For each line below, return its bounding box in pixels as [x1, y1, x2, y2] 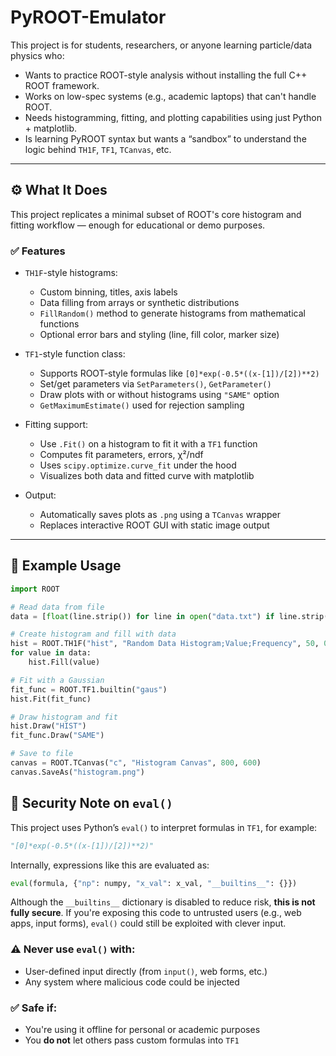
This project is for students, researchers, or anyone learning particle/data [10, 39, 313, 51]
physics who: [10, 49, 65, 61]
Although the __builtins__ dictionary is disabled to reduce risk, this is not [10, 896, 316, 908]
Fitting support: [24, 419, 89, 431]
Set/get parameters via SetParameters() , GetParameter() [39, 378, 272, 390]
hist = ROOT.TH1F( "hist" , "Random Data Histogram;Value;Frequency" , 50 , [10, 639, 320, 649]
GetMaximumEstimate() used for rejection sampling [39, 399, 245, 411]
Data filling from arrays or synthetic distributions [39, 297, 240, 309]
